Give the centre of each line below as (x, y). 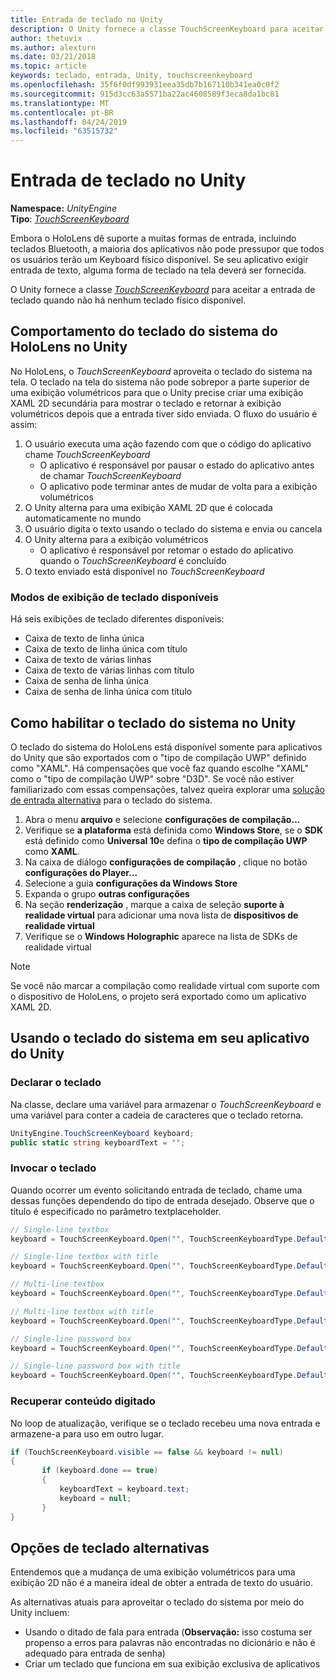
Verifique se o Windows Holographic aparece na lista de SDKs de (161, 936)
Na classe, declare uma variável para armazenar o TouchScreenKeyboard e (166, 1104)
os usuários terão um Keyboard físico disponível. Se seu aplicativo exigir (159, 260)
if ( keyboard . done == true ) (100, 1471)
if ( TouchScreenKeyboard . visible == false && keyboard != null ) (147, 1452)
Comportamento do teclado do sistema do (144, 331)
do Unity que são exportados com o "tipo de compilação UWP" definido (158, 757)
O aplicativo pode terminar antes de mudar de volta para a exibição (178, 486)
